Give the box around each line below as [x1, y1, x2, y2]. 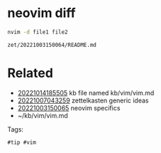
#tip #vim [7, 139, 37, 146]
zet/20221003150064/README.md [7, 41, 97, 48]
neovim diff [7, 5, 76, 21]
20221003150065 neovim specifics [17, 103, 121, 112]
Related [7, 65, 53, 81]
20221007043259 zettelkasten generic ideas [17, 96, 149, 105]
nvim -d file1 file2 [7, 28, 69, 36]
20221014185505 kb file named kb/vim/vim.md [17, 88, 155, 97]
